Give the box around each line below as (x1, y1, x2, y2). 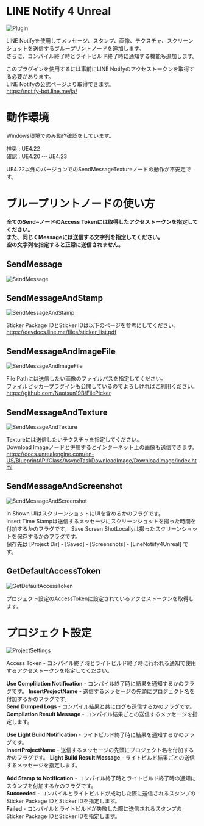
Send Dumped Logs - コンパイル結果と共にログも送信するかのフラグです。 (6, 703, 195, 710)
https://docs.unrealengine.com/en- (6, 450, 94, 458)
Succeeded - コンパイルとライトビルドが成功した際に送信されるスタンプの (6, 789, 196, 797)
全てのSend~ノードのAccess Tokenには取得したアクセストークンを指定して (6, 218, 199, 225)
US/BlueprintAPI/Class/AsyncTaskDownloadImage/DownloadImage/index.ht (6, 457, 197, 464)
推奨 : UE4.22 (6, 145, 41, 152)
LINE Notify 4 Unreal (6, 4, 111, 18)
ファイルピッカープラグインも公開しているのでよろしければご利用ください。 (6, 382, 198, 390)
